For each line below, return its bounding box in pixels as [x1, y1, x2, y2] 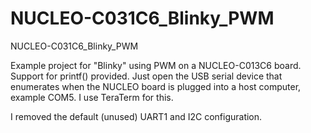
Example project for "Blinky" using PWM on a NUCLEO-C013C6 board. [10, 59, 302, 71]
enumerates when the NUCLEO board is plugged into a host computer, [10, 80, 302, 92]
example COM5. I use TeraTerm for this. [10, 91, 174, 103]
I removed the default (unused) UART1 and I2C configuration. [10, 110, 263, 122]
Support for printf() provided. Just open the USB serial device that [10, 70, 283, 82]
